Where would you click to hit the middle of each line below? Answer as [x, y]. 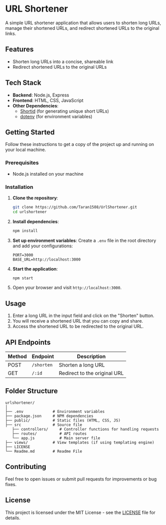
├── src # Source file [44, 425]
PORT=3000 [23, 255]
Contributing [26, 467]
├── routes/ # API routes [49, 434]
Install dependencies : [36, 221]
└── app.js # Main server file [56, 438]
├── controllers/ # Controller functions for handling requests [85, 429]
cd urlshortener [30, 212]
